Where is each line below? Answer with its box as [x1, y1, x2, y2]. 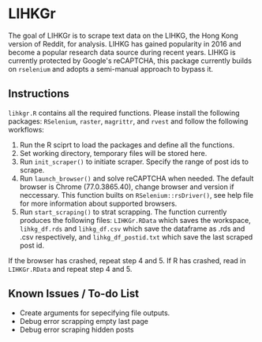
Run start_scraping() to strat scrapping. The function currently [19, 206, 227, 217]
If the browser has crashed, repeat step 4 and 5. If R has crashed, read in [8, 255, 246, 265]
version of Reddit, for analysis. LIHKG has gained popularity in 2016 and [8, 39, 241, 48]
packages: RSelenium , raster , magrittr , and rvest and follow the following [8, 116, 249, 126]
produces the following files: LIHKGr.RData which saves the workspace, [19, 215, 251, 225]
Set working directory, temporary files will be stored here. [19, 148, 208, 158]
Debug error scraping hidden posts [19, 325, 134, 334]
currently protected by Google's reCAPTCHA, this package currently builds [8, 56, 253, 65]
